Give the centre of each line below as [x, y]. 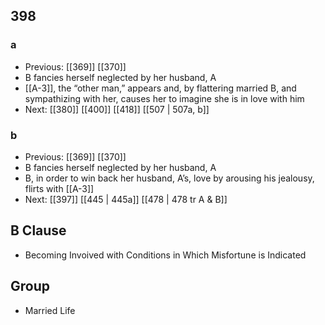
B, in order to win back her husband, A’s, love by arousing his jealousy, [169, 178]
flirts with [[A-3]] [59, 188]
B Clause [38, 230]
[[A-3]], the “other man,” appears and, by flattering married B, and [160, 88]
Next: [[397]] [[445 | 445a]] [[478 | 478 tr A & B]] [126, 199]
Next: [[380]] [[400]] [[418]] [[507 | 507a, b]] [117, 109]
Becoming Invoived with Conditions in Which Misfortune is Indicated [165, 255]
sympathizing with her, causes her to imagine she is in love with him [164, 98]
